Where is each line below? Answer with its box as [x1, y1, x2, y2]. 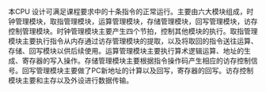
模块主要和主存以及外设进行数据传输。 [8, 75, 133, 85]
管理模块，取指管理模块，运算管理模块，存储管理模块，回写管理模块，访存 [14, 17, 258, 26]
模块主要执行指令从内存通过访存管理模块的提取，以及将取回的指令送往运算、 [8, 36, 258, 46]
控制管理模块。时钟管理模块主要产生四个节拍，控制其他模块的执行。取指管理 [8, 27, 258, 35]
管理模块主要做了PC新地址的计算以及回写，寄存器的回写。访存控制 [35, 66, 254, 75]
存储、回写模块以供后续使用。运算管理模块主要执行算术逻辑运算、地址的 [8, 46, 244, 55]
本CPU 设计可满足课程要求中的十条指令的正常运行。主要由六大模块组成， [8, 7, 247, 16]
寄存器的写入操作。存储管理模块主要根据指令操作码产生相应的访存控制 [21, 56, 251, 65]
